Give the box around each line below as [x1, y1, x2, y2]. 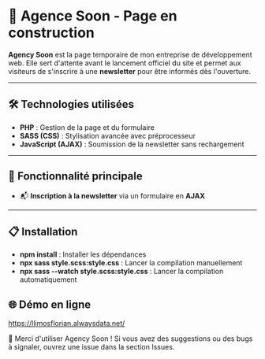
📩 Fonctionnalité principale [8, 169, 144, 183]
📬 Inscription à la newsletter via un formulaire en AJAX [19, 191, 205, 200]
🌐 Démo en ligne [8, 298, 91, 311]
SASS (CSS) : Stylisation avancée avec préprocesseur [19, 131, 196, 140]
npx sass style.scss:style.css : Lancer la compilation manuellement [19, 258, 243, 268]
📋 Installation [8, 224, 78, 239]
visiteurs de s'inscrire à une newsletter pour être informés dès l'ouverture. [8, 66, 251, 76]
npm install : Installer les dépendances [19, 250, 147, 259]
